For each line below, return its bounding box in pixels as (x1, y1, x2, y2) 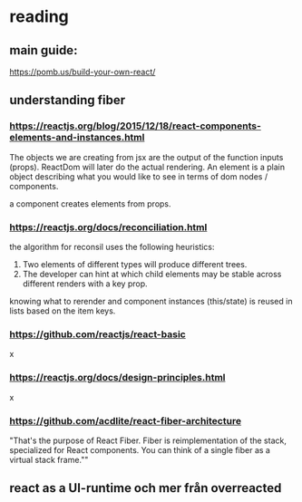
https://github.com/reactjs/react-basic (9, 328, 186, 341)
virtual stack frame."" (9, 454, 89, 465)
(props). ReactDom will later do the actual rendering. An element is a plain (9, 161, 286, 172)
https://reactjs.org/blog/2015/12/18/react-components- (9, 120, 261, 132)
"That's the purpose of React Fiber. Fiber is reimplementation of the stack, (9, 435, 287, 446)
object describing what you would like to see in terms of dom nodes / (9, 170, 268, 182)
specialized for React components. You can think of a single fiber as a (9, 444, 270, 455)
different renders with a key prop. (22, 278, 148, 289)
